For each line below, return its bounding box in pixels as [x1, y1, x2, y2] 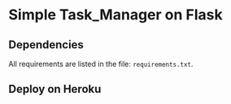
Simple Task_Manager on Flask [8, 6, 223, 24]
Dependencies [8, 38, 84, 52]
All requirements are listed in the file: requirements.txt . [8, 59, 194, 69]
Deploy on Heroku [8, 82, 102, 96]
